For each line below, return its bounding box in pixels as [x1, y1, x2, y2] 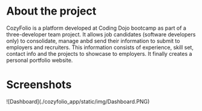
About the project [6, 4, 97, 18]
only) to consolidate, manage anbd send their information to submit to [6, 37, 180, 44]
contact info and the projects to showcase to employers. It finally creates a [6, 50, 192, 57]
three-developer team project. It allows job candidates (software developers [6, 30, 196, 38]
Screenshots [6, 78, 72, 92]
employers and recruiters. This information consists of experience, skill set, [6, 44, 194, 51]
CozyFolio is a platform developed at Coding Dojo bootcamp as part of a [6, 24, 186, 32]
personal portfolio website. [6, 56, 73, 64]
